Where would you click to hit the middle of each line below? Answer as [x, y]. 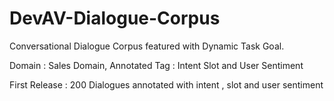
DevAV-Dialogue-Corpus [115, 18]
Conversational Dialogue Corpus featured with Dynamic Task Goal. [147, 46]
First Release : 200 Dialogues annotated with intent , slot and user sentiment [166, 84]
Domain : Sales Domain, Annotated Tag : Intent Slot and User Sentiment [156, 65]
